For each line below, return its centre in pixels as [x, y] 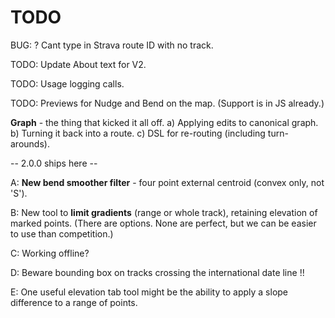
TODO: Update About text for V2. [78, 64]
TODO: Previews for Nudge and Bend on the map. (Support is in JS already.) [167, 103]
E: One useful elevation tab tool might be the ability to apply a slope [149, 292]
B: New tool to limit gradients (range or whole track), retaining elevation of [164, 212]
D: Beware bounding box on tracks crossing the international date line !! [157, 272]
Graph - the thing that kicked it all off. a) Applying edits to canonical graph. [164, 122]
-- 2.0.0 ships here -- [54, 163]
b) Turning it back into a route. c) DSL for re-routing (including [138, 133]
